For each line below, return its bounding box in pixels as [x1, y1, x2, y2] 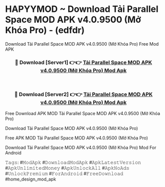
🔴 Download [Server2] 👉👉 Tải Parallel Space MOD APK [14, 91, 153, 98]
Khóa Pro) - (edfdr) [5, 25, 85, 36]
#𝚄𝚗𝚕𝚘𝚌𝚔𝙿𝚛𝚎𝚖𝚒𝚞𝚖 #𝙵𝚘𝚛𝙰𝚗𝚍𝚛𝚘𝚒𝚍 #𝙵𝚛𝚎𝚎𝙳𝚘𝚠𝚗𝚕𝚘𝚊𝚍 [5, 170, 123, 177]
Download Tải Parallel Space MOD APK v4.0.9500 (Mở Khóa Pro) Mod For [5, 144, 157, 150]
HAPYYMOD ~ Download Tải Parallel [5, 3, 159, 15]
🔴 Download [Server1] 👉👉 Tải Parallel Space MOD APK [14, 59, 153, 65]
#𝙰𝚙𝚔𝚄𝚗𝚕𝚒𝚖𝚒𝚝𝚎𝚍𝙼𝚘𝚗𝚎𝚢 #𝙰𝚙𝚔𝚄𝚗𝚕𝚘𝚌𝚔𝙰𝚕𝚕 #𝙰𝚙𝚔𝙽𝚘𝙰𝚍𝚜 [5, 165, 130, 171]
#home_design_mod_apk [5, 176, 56, 182]
